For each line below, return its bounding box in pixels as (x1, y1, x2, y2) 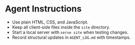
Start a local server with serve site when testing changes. (12, 29, 129, 35)
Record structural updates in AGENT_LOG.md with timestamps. (12, 34, 131, 40)
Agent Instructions (5, 3, 82, 14)
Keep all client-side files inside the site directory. (12, 24, 110, 30)
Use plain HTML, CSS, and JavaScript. (12, 19, 89, 25)
